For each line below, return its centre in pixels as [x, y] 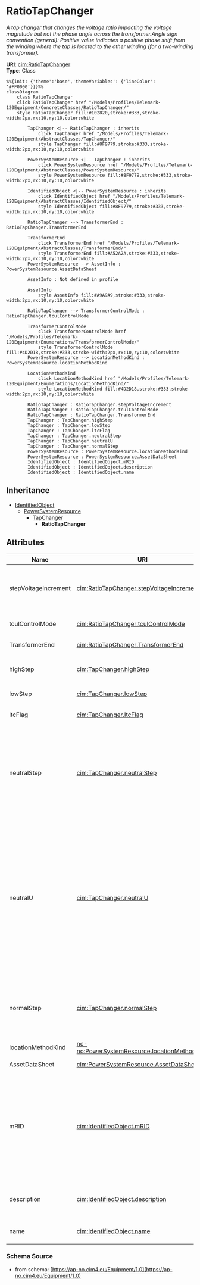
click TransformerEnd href [71, 243]
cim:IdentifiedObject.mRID [113, 1126]
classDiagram [22, 92]
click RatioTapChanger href [51, 102]
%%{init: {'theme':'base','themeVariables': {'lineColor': [81, 82]
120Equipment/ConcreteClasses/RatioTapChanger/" [68, 107]
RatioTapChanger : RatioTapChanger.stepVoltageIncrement [99, 404]
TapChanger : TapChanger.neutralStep [74, 436]
